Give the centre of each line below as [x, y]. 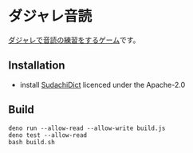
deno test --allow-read [48, 135]
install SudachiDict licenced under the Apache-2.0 [102, 84]
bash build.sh [32, 142]
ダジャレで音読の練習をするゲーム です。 [74, 40]
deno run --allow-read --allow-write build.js [87, 128]
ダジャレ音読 [50, 16]
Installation [37, 66]
